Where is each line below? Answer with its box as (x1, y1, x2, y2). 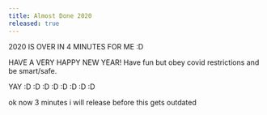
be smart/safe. (8, 66, 57, 75)
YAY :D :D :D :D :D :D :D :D (8, 82, 95, 92)
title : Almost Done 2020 (8, 11, 92, 20)
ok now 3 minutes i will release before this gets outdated (8, 97, 197, 107)
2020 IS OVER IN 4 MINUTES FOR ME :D (8, 41, 144, 51)
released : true (8, 19, 60, 28)
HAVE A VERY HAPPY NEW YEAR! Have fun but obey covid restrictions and (8, 57, 260, 67)
